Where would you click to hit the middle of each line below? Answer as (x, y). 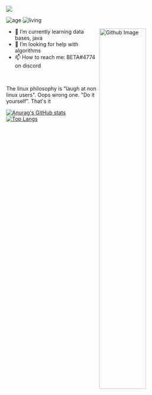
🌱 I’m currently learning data (49, 32)
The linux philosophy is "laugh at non (51, 88)
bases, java (28, 38)
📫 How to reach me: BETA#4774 (55, 57)
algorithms (28, 51)
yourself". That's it (29, 101)
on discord (28, 66)
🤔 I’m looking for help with (46, 44)
